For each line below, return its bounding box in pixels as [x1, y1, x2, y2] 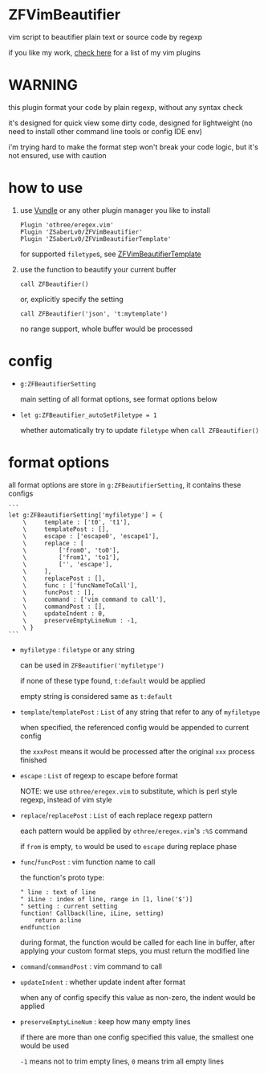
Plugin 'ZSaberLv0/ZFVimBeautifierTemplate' [19, 235, 172, 243]
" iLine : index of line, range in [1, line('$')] [19, 895, 193, 903]
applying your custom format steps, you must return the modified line [19, 945, 250, 955]
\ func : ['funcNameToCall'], [22, 581, 138, 590]
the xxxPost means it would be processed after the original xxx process [19, 746, 255, 756]
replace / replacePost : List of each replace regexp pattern [19, 810, 213, 820]
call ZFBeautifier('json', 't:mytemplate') [19, 309, 169, 318]
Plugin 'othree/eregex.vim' [19, 221, 114, 229]
